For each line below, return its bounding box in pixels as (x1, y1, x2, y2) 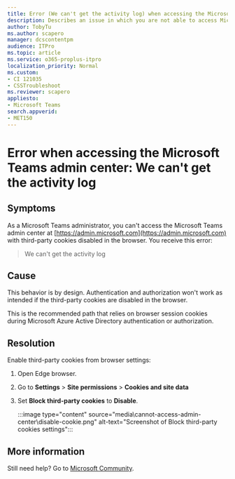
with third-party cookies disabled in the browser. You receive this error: (7, 236, 213, 244)
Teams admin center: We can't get (7, 159, 211, 175)
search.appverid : (7, 108, 58, 115)
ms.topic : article (7, 50, 61, 57)
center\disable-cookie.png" (17, 418, 97, 426)
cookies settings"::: (17, 425, 73, 433)
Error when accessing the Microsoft (7, 144, 220, 161)
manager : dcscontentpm (7, 36, 73, 43)
